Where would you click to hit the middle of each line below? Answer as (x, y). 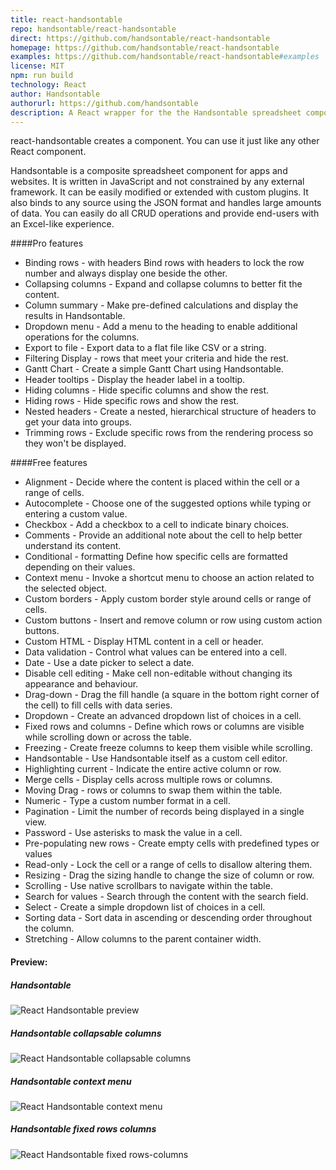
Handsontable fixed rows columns (83, 1129)
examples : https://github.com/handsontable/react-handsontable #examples (165, 57)
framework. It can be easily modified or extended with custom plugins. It (159, 192)
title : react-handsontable (66, 19)
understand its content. (73, 546)
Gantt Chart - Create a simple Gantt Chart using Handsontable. (154, 369)
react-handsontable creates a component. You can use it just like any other (165, 141)
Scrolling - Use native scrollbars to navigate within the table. (148, 886)
